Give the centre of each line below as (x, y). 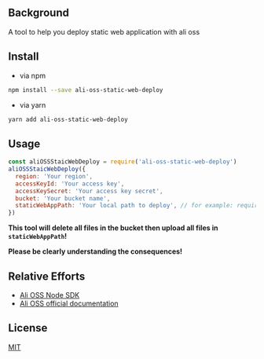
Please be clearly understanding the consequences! (95, 251)
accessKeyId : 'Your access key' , (70, 184)
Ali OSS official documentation (69, 303)
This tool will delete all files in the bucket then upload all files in (113, 228)
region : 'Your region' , (54, 176)
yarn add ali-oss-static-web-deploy (68, 119)
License (28, 328)
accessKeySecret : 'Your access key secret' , (89, 191)
